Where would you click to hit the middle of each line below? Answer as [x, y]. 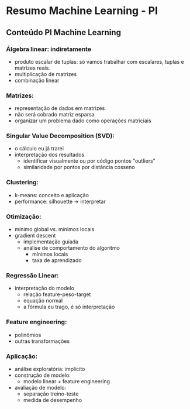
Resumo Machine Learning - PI [82, 11]
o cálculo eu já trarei [39, 149]
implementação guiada [51, 242]
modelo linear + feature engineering [66, 381]
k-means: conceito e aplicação [52, 195]
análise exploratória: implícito [50, 369]
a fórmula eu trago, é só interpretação [69, 307]
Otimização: [24, 216]
